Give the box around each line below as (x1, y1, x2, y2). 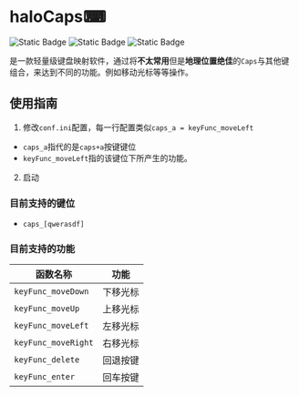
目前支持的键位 (9, 197, 76, 209)
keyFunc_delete (14, 355, 80, 365)
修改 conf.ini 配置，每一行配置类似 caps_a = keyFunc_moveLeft (22, 121, 254, 133)
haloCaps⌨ (9, 6, 107, 27)
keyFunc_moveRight (14, 338, 94, 348)
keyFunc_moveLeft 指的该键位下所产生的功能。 (22, 152, 193, 163)
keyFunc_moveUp (14, 303, 80, 314)
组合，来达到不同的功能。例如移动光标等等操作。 (9, 66, 193, 77)
